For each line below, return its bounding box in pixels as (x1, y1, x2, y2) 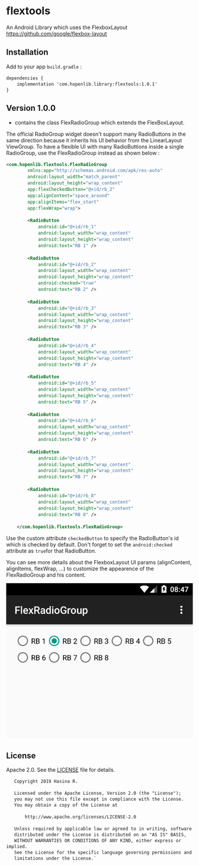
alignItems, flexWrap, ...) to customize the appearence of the (6, 565, 154, 573)
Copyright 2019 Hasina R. (14, 778, 78, 785)
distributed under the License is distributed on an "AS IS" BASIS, (14, 832, 187, 838)
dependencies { (6, 75, 44, 81)
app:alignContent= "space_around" (27, 193, 110, 199)
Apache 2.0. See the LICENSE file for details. (6, 766, 115, 774)
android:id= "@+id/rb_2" (37, 261, 97, 267)
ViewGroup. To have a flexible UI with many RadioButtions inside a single (6, 143, 184, 150)
